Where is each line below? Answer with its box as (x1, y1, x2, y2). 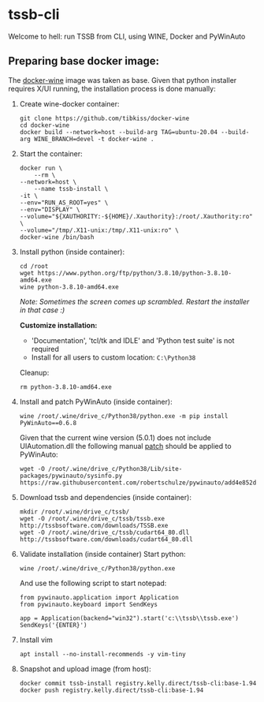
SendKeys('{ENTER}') (19, 621, 87, 629)
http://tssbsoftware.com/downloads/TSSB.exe (19, 521, 169, 529)
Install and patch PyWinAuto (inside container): (19, 397, 173, 406)
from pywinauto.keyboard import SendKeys (19, 600, 158, 608)
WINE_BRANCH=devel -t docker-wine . (34, 135, 154, 143)
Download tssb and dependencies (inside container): (19, 492, 191, 502)
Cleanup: (19, 368, 50, 377)
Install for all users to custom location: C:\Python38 (31, 353, 196, 362)
